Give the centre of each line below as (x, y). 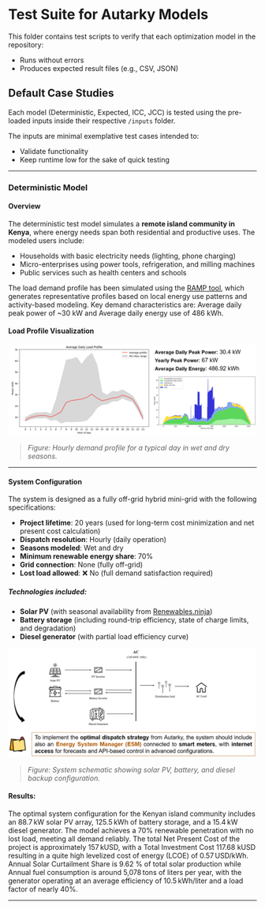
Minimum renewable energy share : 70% (86, 556)
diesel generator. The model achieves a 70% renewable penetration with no (131, 831)
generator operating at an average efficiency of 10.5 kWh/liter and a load (126, 881)
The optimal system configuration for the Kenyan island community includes (132, 814)
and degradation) (48, 628)
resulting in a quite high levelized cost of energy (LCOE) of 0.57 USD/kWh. (129, 856)
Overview (24, 206)
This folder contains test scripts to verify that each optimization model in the (132, 36)
